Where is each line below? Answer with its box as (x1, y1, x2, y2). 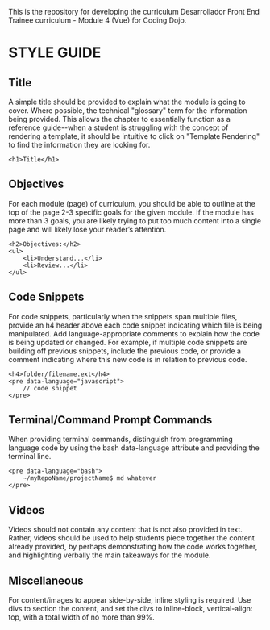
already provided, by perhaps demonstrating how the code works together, (8, 542, 258, 552)
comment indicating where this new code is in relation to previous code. (8, 354, 247, 364)
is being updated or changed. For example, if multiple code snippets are (8, 337, 247, 347)
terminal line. (8, 452, 52, 461)
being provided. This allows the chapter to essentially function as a (8, 115, 231, 123)
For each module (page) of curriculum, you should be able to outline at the (8, 198, 255, 208)
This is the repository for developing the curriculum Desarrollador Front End (8, 7, 260, 16)
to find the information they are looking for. (8, 140, 151, 149)
